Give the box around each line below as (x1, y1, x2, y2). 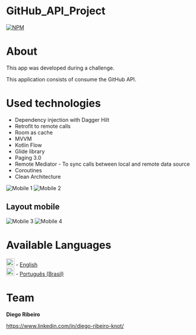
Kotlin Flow (14, 141, 42, 148)
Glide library (14, 147, 45, 155)
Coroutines (14, 166, 42, 173)
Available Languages (6, 238, 112, 252)
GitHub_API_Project (6, 4, 106, 18)
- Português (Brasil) (15, 270, 64, 277)
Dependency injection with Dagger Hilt (14, 116, 110, 123)
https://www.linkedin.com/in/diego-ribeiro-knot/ (6, 322, 124, 329)
